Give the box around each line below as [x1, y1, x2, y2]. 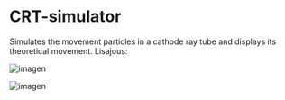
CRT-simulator [9, 6, 122, 27]
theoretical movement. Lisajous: [9, 45, 128, 56]
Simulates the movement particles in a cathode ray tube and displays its [9, 36, 277, 47]
